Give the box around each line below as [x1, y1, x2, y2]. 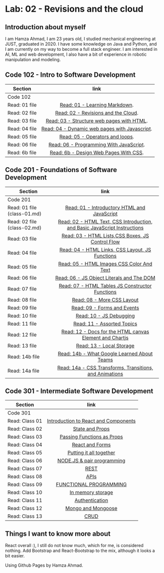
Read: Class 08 [7, 473, 42, 480]
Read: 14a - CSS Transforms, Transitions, [57, 364, 154, 371]
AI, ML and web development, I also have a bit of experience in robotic [5, 51, 147, 57]
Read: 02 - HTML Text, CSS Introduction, [58, 218, 153, 225]
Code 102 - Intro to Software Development [5, 71, 136, 79]
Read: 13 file [7, 342, 37, 349]
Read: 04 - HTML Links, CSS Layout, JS [59, 246, 151, 253]
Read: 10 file [7, 312, 37, 319]
